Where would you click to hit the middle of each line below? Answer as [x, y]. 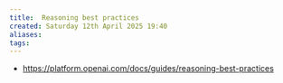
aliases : [26, 34]
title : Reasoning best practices [75, 18]
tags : [19, 43]
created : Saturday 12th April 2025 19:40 [89, 26]
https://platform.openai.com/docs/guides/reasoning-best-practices [148, 69]
